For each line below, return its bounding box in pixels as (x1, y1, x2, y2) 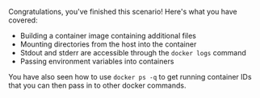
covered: (8, 15, 38, 25)
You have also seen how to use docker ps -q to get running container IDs (8, 72, 252, 81)
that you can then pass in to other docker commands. (8, 80, 187, 90)
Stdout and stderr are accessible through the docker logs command (19, 48, 246, 57)
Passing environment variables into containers (19, 56, 174, 66)
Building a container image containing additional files (19, 31, 196, 40)
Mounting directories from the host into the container (19, 39, 197, 49)
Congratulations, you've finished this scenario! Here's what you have (8, 7, 237, 16)
